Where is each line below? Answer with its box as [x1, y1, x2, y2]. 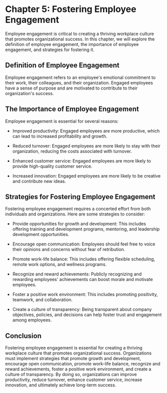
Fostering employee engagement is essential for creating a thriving [5, 345, 143, 351]
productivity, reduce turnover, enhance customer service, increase [5, 376, 143, 383]
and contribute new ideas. [12, 178, 66, 184]
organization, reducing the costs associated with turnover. [12, 148, 132, 154]
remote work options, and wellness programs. [12, 261, 107, 267]
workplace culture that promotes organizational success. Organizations [5, 350, 152, 356]
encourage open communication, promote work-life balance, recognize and [5, 361, 161, 367]
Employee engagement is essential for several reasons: [5, 118, 119, 124]
